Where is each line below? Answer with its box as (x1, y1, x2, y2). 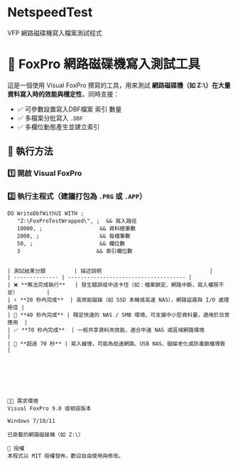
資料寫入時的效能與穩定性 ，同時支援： (7, 89, 119, 98)
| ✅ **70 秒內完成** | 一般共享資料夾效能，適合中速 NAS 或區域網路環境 (7, 327, 205, 334)
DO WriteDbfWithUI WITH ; (7, 210, 84, 217)
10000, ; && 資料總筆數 (16, 225, 136, 233)
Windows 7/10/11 (7, 418, 55, 425)
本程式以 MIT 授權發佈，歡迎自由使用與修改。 (7, 453, 124, 460)
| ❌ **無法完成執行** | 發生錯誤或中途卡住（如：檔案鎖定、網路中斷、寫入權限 (7, 282, 219, 289)
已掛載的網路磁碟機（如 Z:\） (7, 431, 84, 438)
